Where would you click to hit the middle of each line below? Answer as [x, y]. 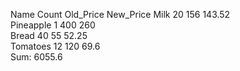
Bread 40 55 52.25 [49, 35]
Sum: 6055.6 [36, 57]
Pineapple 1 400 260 [53, 25]
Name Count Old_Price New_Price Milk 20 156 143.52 [120, 14]
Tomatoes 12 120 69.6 [55, 46]
